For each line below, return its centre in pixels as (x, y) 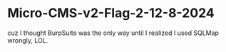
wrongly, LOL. (28, 40)
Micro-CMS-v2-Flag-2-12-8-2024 (111, 13)
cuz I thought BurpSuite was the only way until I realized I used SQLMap (113, 33)
